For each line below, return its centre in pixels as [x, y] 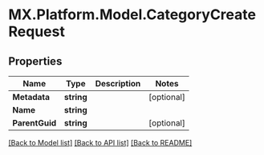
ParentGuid [35, 123]
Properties [35, 61]
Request [37, 32]
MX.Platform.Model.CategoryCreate [132, 15]
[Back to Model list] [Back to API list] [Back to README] [100, 143]
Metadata [31, 97]
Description [118, 83]
